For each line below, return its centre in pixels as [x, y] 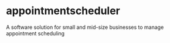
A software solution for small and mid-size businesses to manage [85, 27]
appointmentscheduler [63, 11]
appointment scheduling [35, 33]
